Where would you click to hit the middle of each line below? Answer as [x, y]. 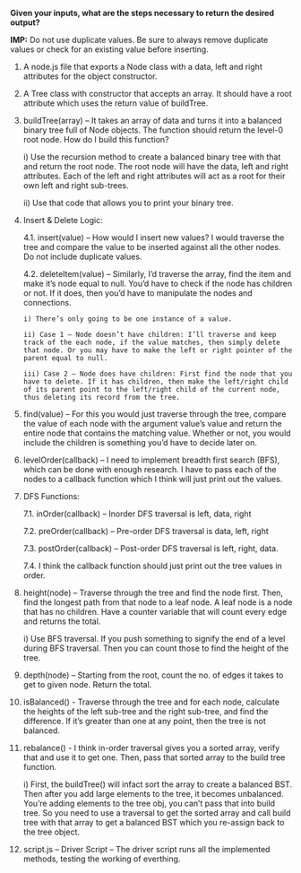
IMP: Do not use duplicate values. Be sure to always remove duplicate [139, 40]
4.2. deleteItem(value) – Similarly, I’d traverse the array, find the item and [157, 274]
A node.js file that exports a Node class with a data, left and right [142, 67]
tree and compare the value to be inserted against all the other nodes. [152, 247]
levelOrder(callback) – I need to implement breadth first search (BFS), [151, 460]
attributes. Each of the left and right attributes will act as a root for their [154, 176]
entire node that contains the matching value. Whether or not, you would [157, 433]
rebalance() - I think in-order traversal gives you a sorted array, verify [151, 748]
